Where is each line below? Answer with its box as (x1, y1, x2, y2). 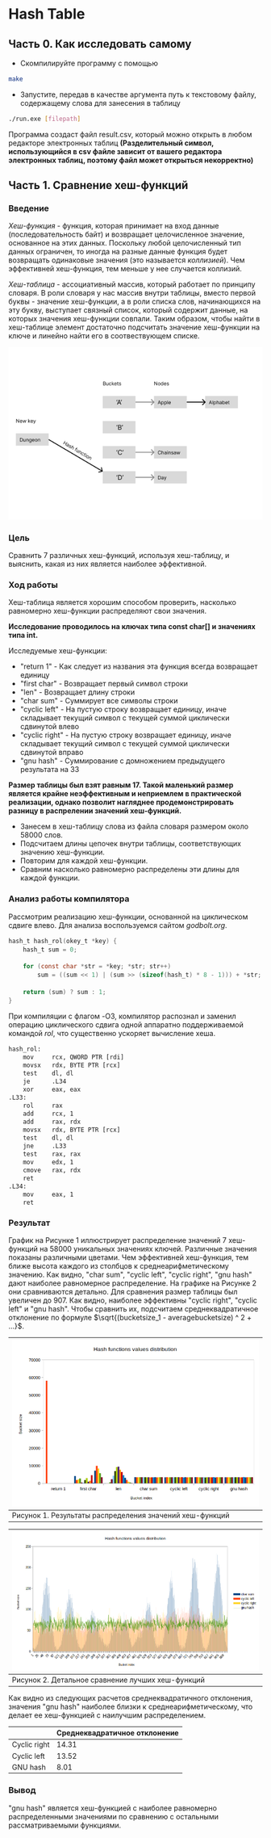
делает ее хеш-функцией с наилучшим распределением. (8, 1710, 206, 1720)
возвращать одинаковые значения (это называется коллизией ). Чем (8, 255, 245, 265)
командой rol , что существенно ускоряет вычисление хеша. (8, 1028, 216, 1038)
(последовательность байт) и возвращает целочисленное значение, (8, 229, 245, 239)
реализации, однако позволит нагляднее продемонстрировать (8, 797, 234, 808)
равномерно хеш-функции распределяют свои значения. (8, 606, 207, 616)
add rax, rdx (23, 1118, 81, 1126)
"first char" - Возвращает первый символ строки (19, 679, 188, 689)
